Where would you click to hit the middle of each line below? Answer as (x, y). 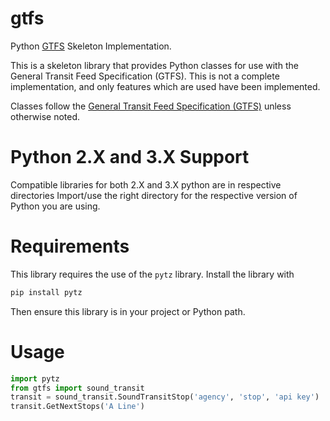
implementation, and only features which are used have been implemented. (165, 86)
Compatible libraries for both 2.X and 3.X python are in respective (146, 184)
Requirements (70, 246)
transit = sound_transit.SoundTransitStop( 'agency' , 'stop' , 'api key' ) (165, 397)
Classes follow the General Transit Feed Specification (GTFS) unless (151, 106)
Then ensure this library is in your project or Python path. (128, 311)
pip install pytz (46, 292)
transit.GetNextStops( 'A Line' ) (77, 407)
